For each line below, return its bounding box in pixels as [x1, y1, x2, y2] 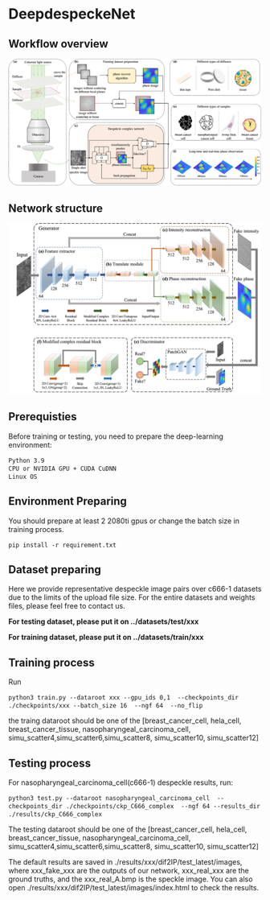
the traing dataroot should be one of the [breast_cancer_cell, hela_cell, [8, 716, 242, 725]
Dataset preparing [8, 563, 102, 576]
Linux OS [8, 473, 38, 481]
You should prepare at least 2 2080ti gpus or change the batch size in [8, 516, 239, 526]
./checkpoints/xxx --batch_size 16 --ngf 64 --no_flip [8, 702, 203, 710]
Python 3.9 [8, 456, 45, 464]
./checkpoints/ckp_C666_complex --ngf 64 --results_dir [65, 802, 261, 810]
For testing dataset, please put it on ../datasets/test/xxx [8, 617, 199, 626]
